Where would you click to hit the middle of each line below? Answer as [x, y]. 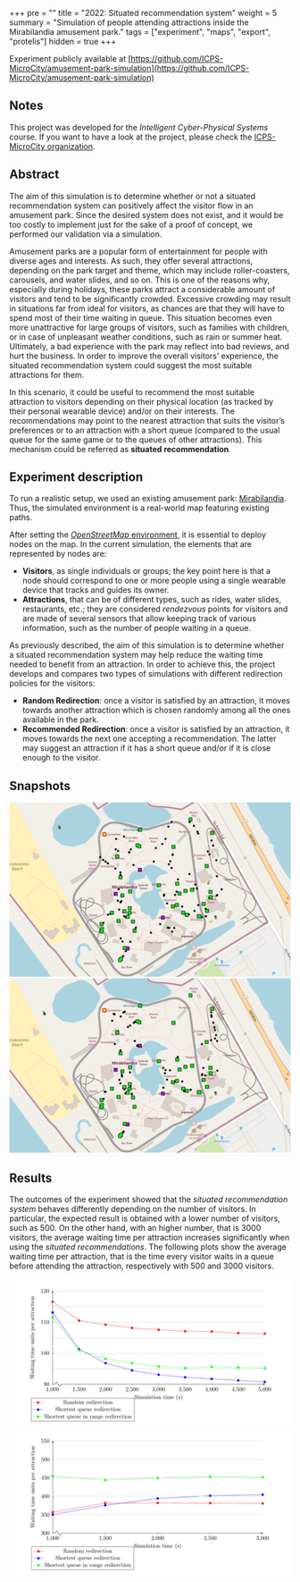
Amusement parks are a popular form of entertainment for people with [138, 251]
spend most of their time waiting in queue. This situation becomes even [141, 317]
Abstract [34, 175]
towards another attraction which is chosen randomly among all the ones [156, 711]
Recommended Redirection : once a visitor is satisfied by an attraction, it [156, 729]
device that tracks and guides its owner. [96, 590]
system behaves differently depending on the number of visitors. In [133, 1209]
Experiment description [76, 477]
